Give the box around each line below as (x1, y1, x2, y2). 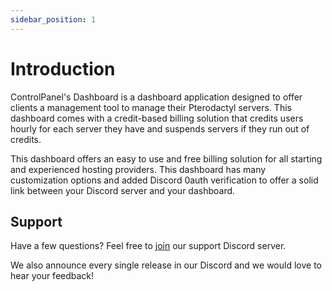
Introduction (10, 57, 116, 80)
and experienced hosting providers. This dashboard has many (10, 163, 267, 175)
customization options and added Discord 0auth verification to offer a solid (10, 174, 319, 186)
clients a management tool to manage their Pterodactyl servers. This (10, 101, 292, 113)
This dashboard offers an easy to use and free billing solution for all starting (10, 152, 323, 165)
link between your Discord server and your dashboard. (10, 184, 236, 196)
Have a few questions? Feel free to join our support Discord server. (10, 240, 287, 252)
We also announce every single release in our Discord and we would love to (10, 259, 322, 271)
